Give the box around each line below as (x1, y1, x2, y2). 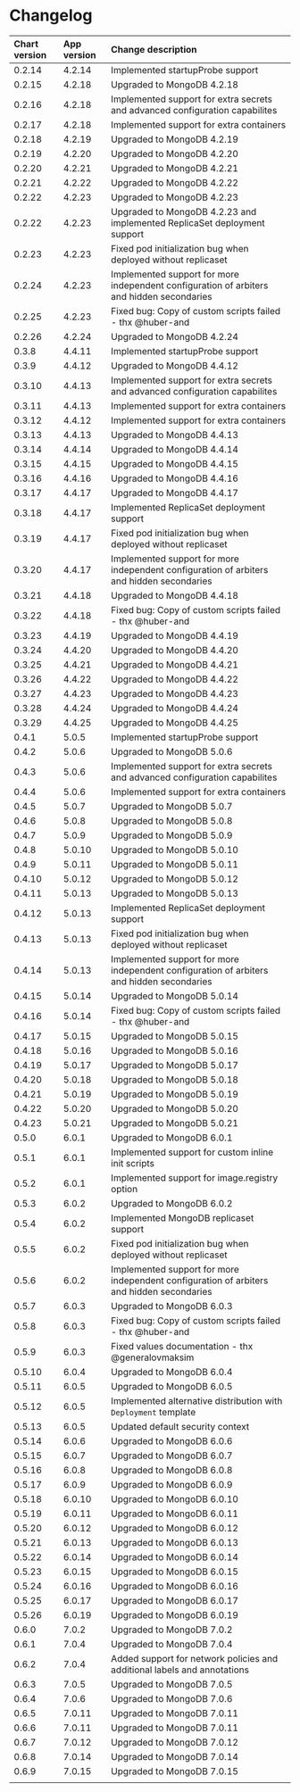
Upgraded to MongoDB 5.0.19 (111, 1088, 239, 1100)
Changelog (9, 5, 93, 26)
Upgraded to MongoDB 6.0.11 (111, 1507, 239, 1520)
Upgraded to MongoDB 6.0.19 (111, 1608, 239, 1621)
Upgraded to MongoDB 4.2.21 (111, 162, 239, 174)
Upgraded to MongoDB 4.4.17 (111, 486, 239, 499)
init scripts (111, 1157, 154, 1169)
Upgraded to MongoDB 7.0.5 (111, 1678, 233, 1690)
